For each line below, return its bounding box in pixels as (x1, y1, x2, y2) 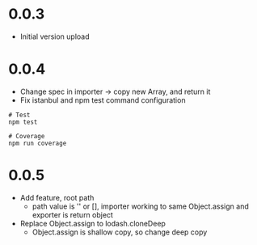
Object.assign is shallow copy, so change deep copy (32, 227, 208, 237)
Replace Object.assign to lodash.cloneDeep (19, 218, 166, 228)
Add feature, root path (19, 192, 95, 202)
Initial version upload (19, 32, 90, 41)
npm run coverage (8, 139, 67, 147)
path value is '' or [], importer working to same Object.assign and (32, 201, 249, 211)
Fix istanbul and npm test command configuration (19, 95, 186, 105)
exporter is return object (32, 209, 113, 219)
